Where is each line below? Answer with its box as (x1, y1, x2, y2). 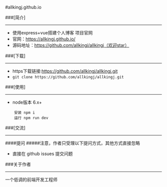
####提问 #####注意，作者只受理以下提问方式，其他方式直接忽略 (5, 140, 140, 146)
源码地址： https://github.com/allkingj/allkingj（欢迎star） (12, 42, 129, 48)
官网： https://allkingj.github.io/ (12, 36, 76, 42)
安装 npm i (14, 110, 35, 115)
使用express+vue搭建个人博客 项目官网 (12, 30, 93, 35)
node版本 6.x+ (12, 99, 42, 105)
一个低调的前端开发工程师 (5, 177, 58, 183)
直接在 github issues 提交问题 (12, 151, 73, 157)
